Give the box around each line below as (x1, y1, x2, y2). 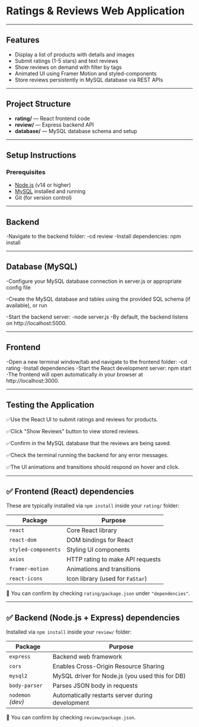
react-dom (9, 537, 37, 543)
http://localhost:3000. (6, 377, 59, 384)
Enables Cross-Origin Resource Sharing (52, 662, 165, 671)
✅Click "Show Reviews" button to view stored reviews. (6, 427, 140, 435)
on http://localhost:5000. (6, 319, 67, 326)
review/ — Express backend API (14, 121, 94, 128)
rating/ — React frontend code (14, 115, 91, 122)
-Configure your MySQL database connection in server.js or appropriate (6, 278, 182, 285)
